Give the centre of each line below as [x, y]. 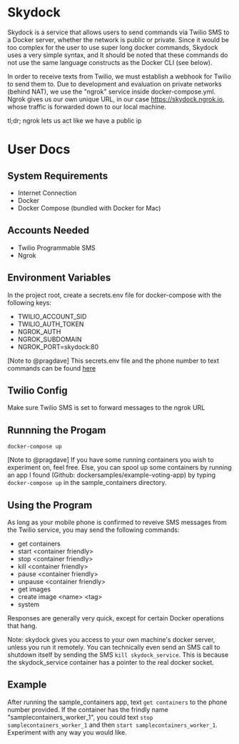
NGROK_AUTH [39, 331]
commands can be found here [52, 368]
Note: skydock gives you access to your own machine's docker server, [111, 639]
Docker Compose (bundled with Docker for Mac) [89, 208]
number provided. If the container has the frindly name [88, 709]
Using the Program [50, 505]
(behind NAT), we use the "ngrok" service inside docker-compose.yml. [112, 91]
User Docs [39, 150]
